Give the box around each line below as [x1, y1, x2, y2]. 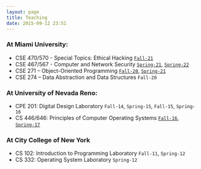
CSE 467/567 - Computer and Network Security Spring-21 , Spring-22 [15, 60, 189, 67]
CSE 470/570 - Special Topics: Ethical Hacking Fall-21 [15, 54, 153, 61]
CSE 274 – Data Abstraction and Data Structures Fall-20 [15, 74, 157, 81]
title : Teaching [6, 15, 48, 21]
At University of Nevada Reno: [6, 89, 97, 97]
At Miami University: [6, 40, 68, 49]
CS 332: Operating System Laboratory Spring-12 [15, 156, 138, 164]
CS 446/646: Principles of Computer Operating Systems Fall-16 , [15, 114, 179, 122]
